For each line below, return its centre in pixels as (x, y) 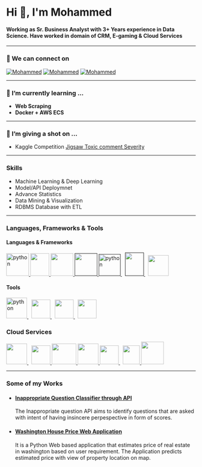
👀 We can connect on (38, 58)
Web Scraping (33, 106)
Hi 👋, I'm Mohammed (59, 12)
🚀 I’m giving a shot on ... (42, 134)
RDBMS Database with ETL (48, 206)
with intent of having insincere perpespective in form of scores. (93, 418)
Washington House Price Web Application (68, 431)
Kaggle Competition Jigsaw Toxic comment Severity (80, 147)
